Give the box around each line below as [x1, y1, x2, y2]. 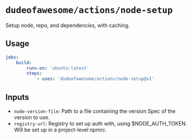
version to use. [13, 113, 50, 121]
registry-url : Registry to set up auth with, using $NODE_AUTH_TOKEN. [13, 120, 187, 127]
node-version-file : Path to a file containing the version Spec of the [13, 107, 176, 114]
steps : [26, 71, 43, 77]
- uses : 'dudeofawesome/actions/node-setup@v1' [36, 76, 155, 82]
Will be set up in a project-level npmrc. [13, 126, 107, 133]
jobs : [5, 54, 19, 60]
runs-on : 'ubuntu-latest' [26, 65, 90, 71]
